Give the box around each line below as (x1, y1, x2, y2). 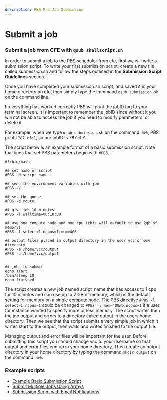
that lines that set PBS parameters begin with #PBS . (5, 150, 109, 156)
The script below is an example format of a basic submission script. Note (5, 144, 156, 150)
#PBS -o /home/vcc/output (5, 251, 59, 256)
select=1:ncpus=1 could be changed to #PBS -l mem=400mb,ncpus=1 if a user (5, 302, 160, 308)
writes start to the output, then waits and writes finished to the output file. (5, 323, 157, 330)
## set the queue (5, 194, 41, 200)
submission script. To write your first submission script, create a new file (5, 63, 155, 69)
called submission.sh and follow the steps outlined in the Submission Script (5, 68, 162, 75)
